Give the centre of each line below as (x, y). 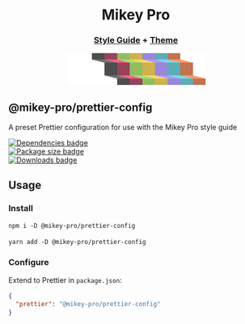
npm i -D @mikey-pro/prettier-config (72, 226)
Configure (29, 263)
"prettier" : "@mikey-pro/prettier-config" (88, 305)
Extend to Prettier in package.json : (65, 280)
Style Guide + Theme (136, 40)
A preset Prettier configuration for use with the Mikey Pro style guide (123, 127)
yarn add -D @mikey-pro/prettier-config (78, 242)
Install (21, 208)
